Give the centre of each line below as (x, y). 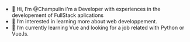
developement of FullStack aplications (58, 15)
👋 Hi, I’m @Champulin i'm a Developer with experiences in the (86, 9)
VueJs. (20, 34)
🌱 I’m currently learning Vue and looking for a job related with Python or (98, 27)
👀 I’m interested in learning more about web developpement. (84, 21)
